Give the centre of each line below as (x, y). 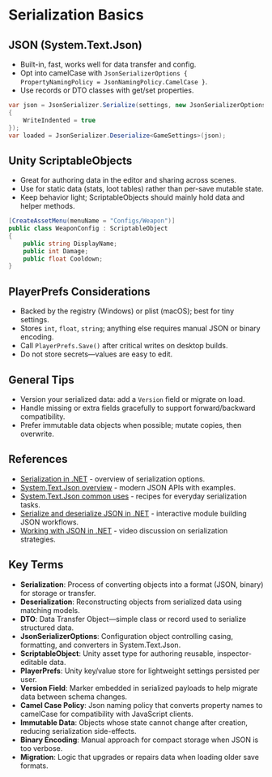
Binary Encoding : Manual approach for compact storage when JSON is (139, 740)
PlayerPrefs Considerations (79, 291)
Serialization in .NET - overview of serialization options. (113, 479)
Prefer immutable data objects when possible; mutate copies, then (131, 425)
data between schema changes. (74, 697)
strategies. (38, 539)
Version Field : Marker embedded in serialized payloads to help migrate (139, 688)
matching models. (50, 610)
